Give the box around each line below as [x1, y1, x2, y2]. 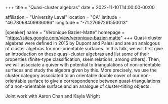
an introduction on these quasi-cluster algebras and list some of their [5, 51, 149, 57]
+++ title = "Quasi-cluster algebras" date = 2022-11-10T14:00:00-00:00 [5, 5, 155, 10]
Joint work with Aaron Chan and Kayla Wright [5, 93, 100, 99]
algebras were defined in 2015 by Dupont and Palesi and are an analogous [5, 40, 160, 46]
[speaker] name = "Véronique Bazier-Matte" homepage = [5, 29, 125, 35]
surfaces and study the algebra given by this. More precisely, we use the [5, 67, 157, 73]
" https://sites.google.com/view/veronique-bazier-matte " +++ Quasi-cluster [5, 35, 162, 41]
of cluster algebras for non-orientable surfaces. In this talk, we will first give [5, 46, 163, 51]
